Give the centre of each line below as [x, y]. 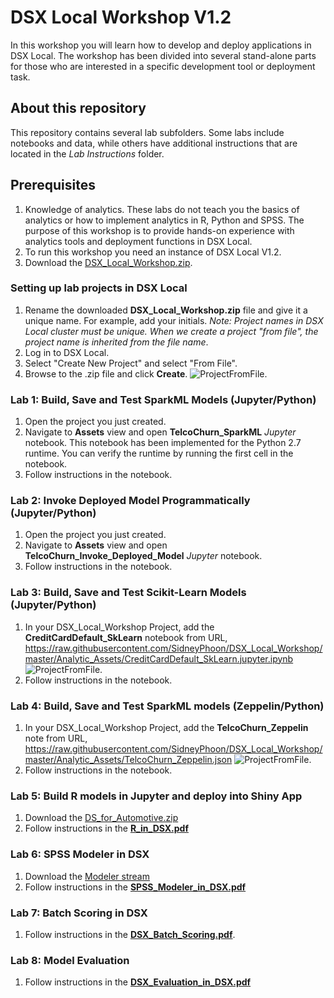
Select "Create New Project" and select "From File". [131, 363]
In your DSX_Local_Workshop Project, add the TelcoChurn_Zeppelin [166, 728]
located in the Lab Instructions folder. [87, 153]
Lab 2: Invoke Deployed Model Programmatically [130, 501]
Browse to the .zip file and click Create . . [146, 373]
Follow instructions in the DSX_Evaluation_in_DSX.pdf [138, 982]
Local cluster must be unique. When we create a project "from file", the [171, 331]
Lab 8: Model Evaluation [70, 960]
